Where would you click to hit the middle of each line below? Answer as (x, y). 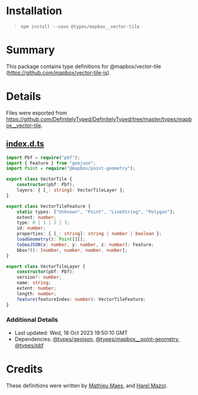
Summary (30, 50)
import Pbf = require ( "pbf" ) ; (43, 158)
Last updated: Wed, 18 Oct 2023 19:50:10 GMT (71, 332)
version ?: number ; (39, 278)
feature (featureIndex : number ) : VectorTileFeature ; (81, 299)
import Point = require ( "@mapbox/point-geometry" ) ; (71, 169)
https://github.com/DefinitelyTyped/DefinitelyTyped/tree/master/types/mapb (99, 119)
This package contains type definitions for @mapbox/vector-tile (84, 66)
